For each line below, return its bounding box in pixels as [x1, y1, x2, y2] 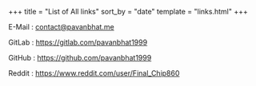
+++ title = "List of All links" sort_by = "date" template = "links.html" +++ [8, 7, 248, 16]
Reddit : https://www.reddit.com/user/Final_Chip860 [8, 68, 180, 78]
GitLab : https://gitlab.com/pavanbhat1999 [8, 37, 148, 47]
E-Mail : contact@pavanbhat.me [8, 22, 114, 31]
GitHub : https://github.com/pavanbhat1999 [8, 53, 152, 62]
